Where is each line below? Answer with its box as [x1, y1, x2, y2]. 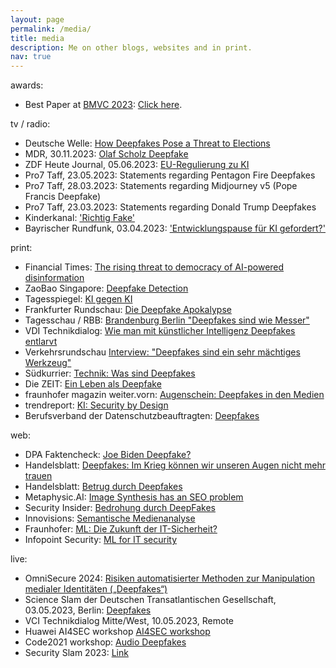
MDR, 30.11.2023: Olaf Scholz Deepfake [24, 148, 189, 160]
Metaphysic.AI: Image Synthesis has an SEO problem [24, 491, 244, 503]
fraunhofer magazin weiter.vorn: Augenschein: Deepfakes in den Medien [24, 389, 325, 401]
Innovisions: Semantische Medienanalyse [24, 512, 196, 525]
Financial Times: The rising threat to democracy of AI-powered [24, 261, 285, 273]
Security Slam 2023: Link [24, 647, 129, 659]
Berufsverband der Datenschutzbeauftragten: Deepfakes [24, 410, 260, 422]
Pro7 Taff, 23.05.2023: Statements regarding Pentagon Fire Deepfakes [24, 169, 316, 181]
